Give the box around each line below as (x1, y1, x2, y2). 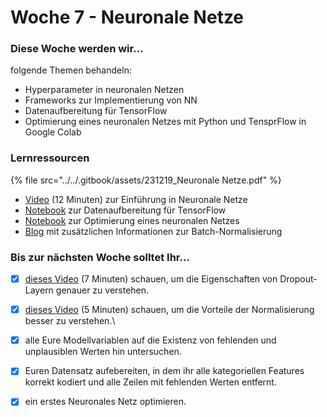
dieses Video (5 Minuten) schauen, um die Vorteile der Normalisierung (24, 304, 315, 316)
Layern (24, 284, 54, 296)
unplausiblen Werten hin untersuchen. (24, 346, 182, 358)
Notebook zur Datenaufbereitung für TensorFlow (24, 204, 227, 216)
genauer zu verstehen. (55, 284, 150, 296)
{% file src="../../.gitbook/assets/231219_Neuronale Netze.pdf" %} (10, 174, 282, 186)
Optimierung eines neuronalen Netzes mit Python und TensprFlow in (24, 116, 307, 128)
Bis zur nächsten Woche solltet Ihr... (10, 250, 190, 264)
